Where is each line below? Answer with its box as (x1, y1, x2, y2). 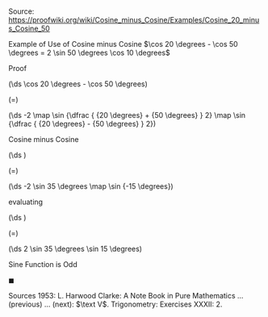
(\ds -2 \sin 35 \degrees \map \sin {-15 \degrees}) (8, 181, 174, 191)
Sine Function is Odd (8, 260, 78, 269)
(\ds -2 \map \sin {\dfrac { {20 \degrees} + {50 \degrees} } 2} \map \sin (8, 111, 246, 120)
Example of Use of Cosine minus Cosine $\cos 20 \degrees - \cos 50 (8, 40, 238, 49)
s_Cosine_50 (8, 23, 50, 34)
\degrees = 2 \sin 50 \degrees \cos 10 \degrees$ (8, 48, 171, 58)
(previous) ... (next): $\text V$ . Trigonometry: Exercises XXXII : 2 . (8, 299, 223, 309)
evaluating (8, 197, 43, 207)
